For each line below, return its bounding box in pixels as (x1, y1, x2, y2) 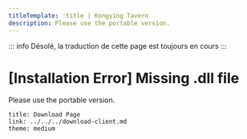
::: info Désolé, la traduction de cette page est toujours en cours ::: (8, 41, 227, 50)
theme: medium (8, 125, 56, 133)
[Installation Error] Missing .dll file (8, 69, 240, 87)
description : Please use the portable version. (8, 19, 171, 27)
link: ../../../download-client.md (8, 117, 128, 126)
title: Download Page (8, 111, 81, 119)
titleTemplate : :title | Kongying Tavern (8, 11, 149, 20)
